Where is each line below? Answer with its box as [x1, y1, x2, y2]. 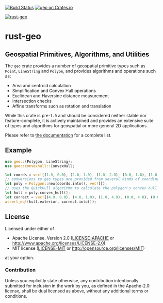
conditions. [5, 293, 28, 299]
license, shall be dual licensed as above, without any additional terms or [5, 288, 149, 294]
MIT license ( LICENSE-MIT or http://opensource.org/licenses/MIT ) [12, 245, 145, 251]
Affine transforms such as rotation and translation [12, 103, 112, 109]
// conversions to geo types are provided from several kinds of [5, 177, 140, 182]
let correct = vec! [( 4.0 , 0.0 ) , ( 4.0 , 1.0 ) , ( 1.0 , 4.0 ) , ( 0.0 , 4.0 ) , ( [5, 195, 153, 199]
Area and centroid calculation [12, 83, 71, 88]
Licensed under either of [5, 226, 54, 231]
